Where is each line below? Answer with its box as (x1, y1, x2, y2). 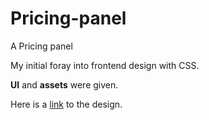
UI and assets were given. (10, 78, 119, 91)
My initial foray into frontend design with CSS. (10, 59, 200, 71)
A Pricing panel (10, 40, 73, 52)
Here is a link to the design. (10, 98, 123, 110)
